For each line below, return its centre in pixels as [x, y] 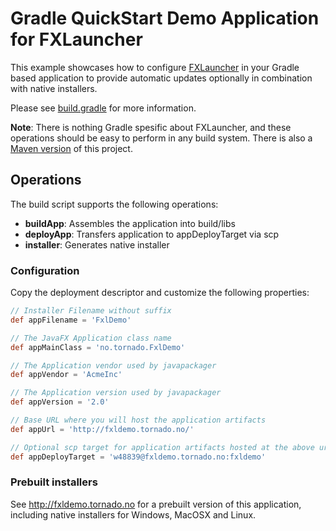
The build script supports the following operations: [114, 204]
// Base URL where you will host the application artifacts [138, 420]
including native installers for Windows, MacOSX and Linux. [133, 514]
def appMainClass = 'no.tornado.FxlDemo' [98, 347]
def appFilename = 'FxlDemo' [71, 320]
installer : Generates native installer [97, 244]
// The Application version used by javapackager [116, 393]
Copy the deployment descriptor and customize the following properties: [160, 293]
